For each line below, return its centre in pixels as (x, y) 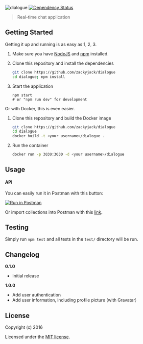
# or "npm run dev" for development (49, 99)
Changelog (22, 255)
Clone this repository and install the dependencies (63, 63)
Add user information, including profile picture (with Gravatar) (74, 300)
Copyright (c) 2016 (24, 327)
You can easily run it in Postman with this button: (54, 193)
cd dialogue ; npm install (38, 77)
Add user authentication (36, 295)
